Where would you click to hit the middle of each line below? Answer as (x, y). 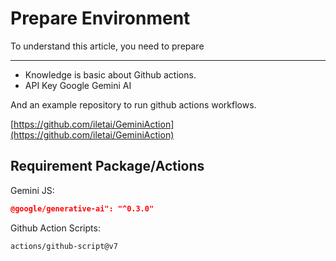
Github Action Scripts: (55, 228)
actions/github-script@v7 (64, 246)
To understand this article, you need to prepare (107, 46)
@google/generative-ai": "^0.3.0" (82, 208)
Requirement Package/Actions (107, 166)
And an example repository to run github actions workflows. (133, 104)
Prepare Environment (100, 18)
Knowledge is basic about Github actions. (110, 74)
